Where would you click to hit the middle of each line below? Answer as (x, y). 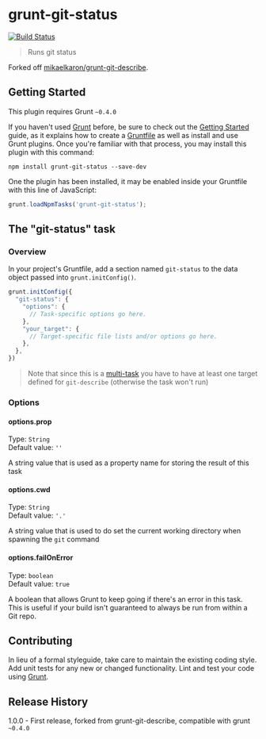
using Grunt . (28, 677)
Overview (27, 252)
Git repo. (23, 616)
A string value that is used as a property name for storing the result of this (129, 463)
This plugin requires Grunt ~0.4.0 (63, 111)
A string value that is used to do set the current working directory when (125, 531)
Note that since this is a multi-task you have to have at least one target (142, 374)
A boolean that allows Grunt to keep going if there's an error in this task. (125, 599)
